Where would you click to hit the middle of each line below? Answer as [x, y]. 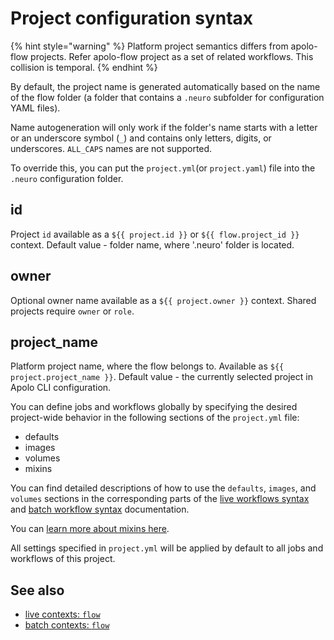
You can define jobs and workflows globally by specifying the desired [154, 407]
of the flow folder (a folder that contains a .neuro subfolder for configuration [167, 97]
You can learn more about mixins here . [90, 529]
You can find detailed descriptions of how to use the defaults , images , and [163, 488]
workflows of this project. [63, 559]
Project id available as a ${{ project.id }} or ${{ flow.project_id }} [155, 234]
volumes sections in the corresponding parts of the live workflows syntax [160, 499]
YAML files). [35, 108]
